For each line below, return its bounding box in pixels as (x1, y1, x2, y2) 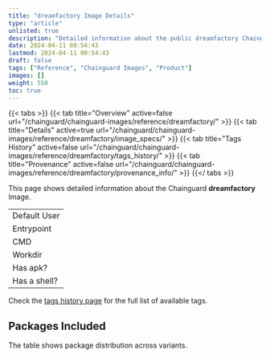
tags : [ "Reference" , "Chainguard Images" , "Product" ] (8, 64, 193, 72)
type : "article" (8, 19, 63, 27)
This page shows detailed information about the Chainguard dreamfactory (8, 184, 256, 193)
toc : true (8, 86, 42, 95)
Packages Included (8, 319, 106, 333)
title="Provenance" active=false (8, 160, 114, 169)
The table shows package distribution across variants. (8, 340, 188, 350)
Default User (12, 210, 60, 222)
